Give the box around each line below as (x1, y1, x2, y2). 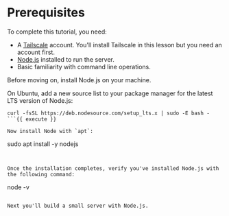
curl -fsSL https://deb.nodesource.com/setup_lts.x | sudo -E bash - (7, 110, 210, 117)
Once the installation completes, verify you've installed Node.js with (7, 165, 219, 172)
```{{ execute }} (7, 115, 57, 123)
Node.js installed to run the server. (16, 55, 114, 63)
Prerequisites (7, 5, 86, 21)
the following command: (7, 171, 75, 178)
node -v (7, 183, 29, 191)
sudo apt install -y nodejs (7, 139, 79, 148)
